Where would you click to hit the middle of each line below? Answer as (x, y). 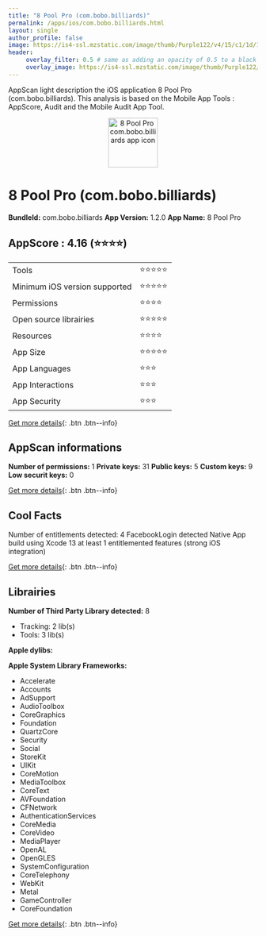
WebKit (32, 883)
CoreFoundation (46, 908)
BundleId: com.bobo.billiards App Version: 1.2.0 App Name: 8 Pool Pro (125, 217)
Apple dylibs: (30, 650)
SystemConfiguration (54, 866)
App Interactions (43, 385)
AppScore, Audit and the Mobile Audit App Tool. (86, 106)
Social (30, 748)
